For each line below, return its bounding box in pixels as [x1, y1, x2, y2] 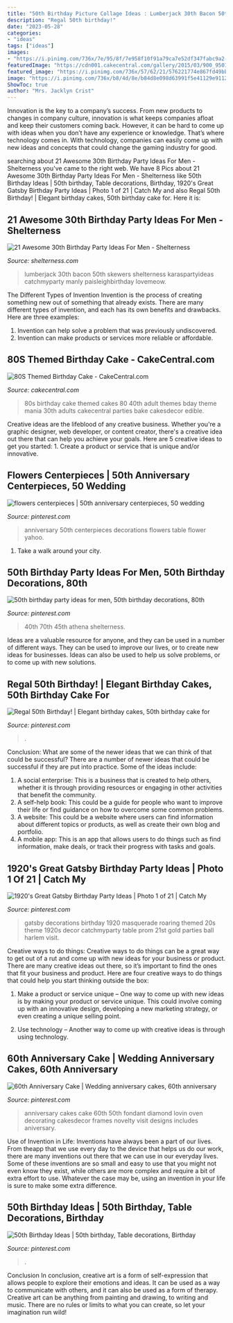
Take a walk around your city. [17, 546, 102, 555]
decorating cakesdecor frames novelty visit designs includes [24, 1116, 199, 1125]
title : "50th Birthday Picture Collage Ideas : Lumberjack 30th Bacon [7, 10, 216, 17]
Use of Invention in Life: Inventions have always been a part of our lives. [7, 1137, 213, 1145]
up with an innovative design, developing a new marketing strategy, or [17, 1005, 218, 1013]
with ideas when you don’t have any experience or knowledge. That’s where [7, 129, 225, 137]
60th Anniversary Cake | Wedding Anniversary [7, 1052, 215, 1065]
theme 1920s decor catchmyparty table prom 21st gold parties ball [24, 926, 214, 934]
